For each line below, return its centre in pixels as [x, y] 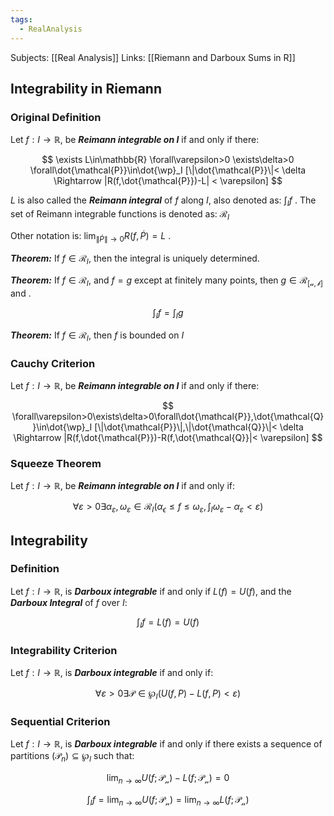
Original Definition [56, 117]
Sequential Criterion [60, 721]
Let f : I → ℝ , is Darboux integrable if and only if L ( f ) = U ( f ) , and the [151, 591]
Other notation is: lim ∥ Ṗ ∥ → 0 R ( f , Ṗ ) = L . [91, 236]
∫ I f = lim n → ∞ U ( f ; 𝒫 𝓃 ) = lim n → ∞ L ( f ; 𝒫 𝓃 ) [168, 800]
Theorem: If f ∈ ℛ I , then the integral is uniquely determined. [135, 259]
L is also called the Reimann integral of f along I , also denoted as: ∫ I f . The [163, 201]
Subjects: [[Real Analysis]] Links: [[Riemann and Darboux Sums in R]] [153, 57]
